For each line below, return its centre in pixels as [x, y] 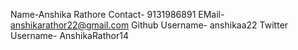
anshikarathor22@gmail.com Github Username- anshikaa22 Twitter [149, 25]
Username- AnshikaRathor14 [69, 35]
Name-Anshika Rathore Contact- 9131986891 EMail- [117, 14]
